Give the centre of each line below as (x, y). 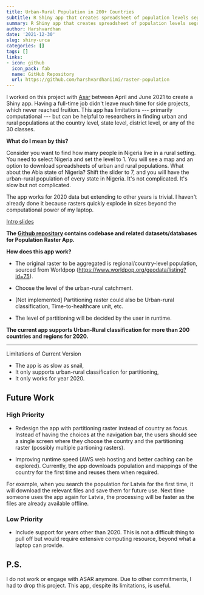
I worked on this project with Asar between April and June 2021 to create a (100, 97)
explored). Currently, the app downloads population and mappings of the (106, 466)
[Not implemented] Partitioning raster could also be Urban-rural (94, 300)
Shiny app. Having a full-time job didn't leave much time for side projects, (98, 103)
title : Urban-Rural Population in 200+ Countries (70, 12)
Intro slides (20, 222)
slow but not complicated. (39, 185)
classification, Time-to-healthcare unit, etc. (69, 306)
